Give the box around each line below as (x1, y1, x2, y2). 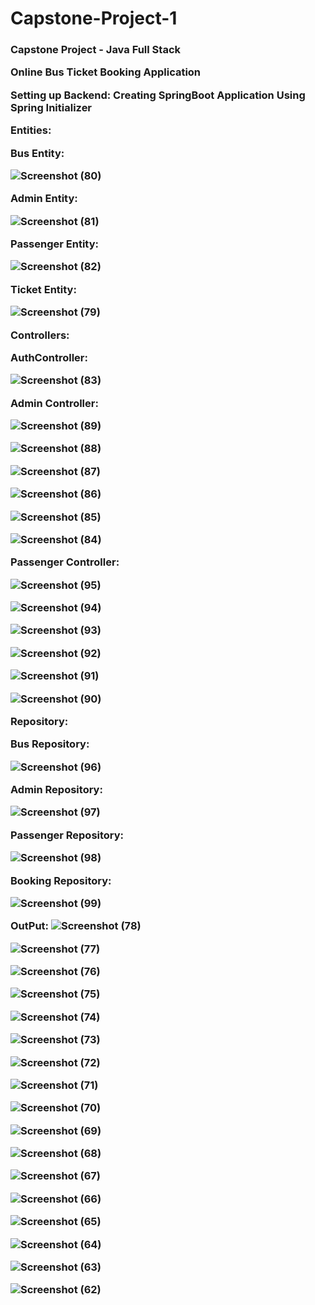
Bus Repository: (10, 737, 90, 751)
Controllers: (10, 328, 70, 342)
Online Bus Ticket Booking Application (10, 65, 202, 79)
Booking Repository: (10, 873, 112, 887)
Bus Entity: (10, 146, 65, 160)
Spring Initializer (10, 100, 93, 114)
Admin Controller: (10, 396, 99, 410)
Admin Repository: (10, 783, 103, 797)
